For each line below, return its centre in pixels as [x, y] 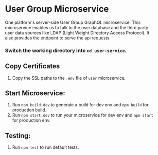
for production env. [31, 121]
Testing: [18, 135]
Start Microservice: [35, 93]
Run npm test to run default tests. [45, 147]
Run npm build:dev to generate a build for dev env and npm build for [80, 105]
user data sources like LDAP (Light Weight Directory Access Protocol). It [77, 33]
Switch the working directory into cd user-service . [66, 51]
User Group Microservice [57, 9]
